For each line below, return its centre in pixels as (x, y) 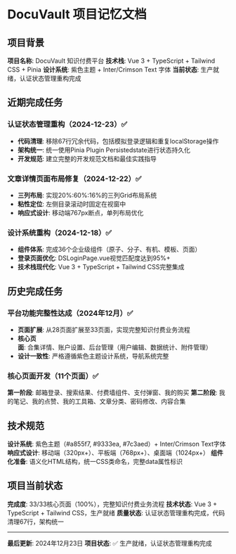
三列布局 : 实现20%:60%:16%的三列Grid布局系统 (87, 195)
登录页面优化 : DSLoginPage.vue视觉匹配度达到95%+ (94, 258)
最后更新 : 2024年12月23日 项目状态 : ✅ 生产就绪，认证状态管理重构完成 (110, 543)
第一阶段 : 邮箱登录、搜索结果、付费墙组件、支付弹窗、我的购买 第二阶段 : (112, 393)
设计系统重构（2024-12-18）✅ (60, 233)
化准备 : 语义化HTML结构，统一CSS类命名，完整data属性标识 (95, 462)
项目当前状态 (35, 486)
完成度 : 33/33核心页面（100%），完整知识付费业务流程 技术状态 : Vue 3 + (112, 504)
